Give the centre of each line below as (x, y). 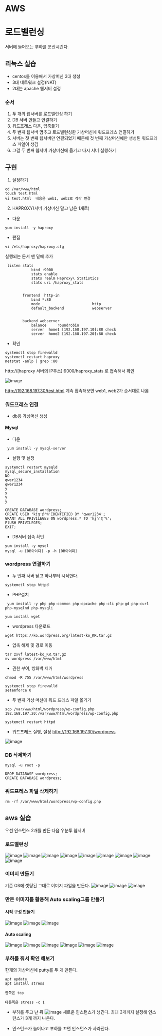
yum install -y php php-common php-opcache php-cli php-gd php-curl (78, 604)
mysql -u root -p (23, 765)
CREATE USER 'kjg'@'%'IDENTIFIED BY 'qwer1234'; (55, 514)
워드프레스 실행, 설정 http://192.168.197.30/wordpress (64, 731)
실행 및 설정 (23, 458)
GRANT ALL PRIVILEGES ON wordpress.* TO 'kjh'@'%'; (58, 518)
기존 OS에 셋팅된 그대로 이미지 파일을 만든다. (48, 885)
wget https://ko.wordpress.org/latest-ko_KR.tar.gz (58, 635)
